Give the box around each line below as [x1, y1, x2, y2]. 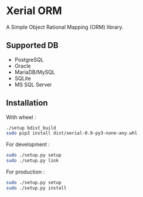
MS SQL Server [14, 81, 52, 88]
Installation [6, 98, 48, 108]
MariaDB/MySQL [14, 69, 56, 76]
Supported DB [6, 40, 59, 50]
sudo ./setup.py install [6, 185, 67, 191]
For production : [6, 168, 45, 175]
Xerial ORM [6, 4, 63, 18]
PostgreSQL [14, 56, 44, 63]
